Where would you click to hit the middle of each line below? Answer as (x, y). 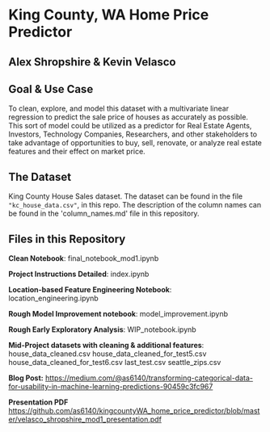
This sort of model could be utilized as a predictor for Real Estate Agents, (130, 126)
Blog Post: (26, 378)
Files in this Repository (67, 239)
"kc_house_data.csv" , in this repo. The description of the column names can (135, 205)
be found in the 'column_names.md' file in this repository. (104, 214)
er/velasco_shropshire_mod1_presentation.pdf (85, 419)
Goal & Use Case (51, 89)
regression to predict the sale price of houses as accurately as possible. (129, 117)
